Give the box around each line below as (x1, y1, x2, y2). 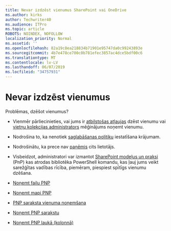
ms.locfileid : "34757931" (5, 70, 60, 75)
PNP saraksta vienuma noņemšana (12, 199, 86, 205)
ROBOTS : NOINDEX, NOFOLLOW (5, 31, 63, 36)
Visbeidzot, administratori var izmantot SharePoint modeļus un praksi (12, 153, 158, 159)
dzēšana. (12, 170, 32, 176)
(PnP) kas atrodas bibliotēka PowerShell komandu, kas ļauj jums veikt (12, 159, 159, 165)
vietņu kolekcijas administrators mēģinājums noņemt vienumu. (12, 123, 144, 130)
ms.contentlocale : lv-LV (5, 60, 58, 65)
